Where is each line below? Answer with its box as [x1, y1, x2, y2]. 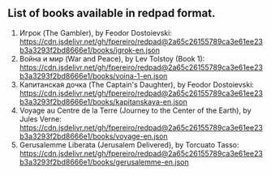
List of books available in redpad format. [7, 6, 216, 20]
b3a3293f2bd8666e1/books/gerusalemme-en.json [19, 157, 190, 167]
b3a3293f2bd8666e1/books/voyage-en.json [19, 131, 168, 141]
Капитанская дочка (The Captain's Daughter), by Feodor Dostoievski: [19, 79, 255, 89]
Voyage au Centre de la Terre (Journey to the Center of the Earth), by [19, 105, 252, 115]
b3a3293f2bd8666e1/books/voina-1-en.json [19, 70, 168, 80]
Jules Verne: [19, 113, 62, 124]
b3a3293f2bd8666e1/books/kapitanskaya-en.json [19, 96, 187, 106]
